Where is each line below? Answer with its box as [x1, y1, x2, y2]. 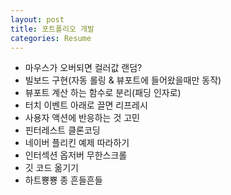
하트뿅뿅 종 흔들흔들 [24, 174, 103, 186]
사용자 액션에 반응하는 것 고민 [24, 112, 140, 124]
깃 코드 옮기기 [24, 162, 79, 174]
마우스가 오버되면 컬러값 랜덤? [24, 62, 143, 74]
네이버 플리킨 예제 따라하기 [24, 137, 130, 149]
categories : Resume [10, 33, 92, 43]
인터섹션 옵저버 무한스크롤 [24, 149, 128, 161]
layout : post [10, 14, 65, 25]
